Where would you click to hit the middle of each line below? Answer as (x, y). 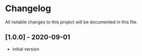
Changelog (28, 9)
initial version (26, 49)
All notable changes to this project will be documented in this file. (71, 22)
